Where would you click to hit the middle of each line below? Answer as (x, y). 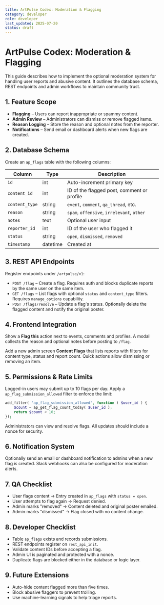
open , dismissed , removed (95, 236)
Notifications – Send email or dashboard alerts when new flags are (80, 129)
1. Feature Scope (31, 102)
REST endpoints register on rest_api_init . (55, 544)
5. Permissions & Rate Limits (49, 377)
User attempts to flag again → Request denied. (59, 501)
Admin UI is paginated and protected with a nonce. (63, 554)
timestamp (19, 244)
